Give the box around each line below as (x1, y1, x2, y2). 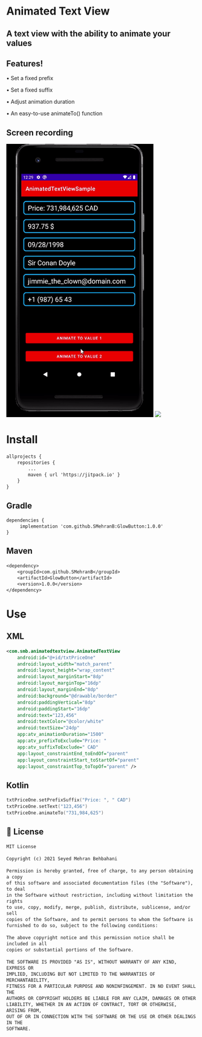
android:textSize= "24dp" (17, 725, 80, 731)
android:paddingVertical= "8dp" (17, 699, 96, 705)
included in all (6, 940, 47, 947)
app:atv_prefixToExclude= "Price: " (17, 738, 107, 744)
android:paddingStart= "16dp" (17, 705, 91, 712)
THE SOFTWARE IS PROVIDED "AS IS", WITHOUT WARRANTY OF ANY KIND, (6, 959, 177, 965)
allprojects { (6, 454, 42, 460)
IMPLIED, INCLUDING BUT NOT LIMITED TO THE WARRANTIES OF (6, 971, 155, 977)
